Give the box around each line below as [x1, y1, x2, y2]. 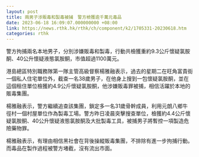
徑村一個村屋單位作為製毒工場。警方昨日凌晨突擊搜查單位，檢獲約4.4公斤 [6, 110, 185, 117]
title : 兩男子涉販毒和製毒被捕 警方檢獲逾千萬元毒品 [6, 14, 122, 20]
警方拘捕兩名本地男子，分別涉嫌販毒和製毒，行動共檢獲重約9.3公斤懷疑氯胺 [6, 48, 191, 55]
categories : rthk [6, 31, 49, 37]
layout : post [6, 8, 38, 15]
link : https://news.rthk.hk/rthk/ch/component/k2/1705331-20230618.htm [6, 25, 187, 31]
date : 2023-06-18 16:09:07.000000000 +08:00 [6, 20, 118, 25]
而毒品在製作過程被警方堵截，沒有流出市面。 [6, 145, 115, 152]
